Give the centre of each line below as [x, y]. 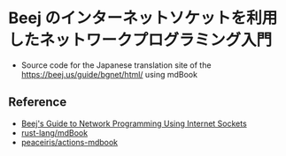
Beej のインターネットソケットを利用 [143, 18]
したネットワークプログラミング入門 [140, 40]
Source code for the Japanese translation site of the [116, 65]
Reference [38, 102]
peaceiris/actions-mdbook [70, 142]
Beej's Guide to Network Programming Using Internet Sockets [134, 123]
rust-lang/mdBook [54, 132]
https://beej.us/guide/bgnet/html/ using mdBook [109, 74]
